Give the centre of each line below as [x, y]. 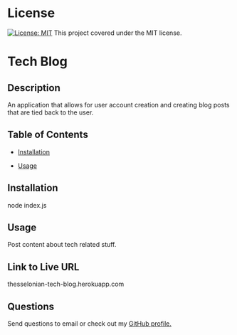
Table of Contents [48, 135]
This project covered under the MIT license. [118, 33]
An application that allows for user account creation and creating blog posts [118, 105]
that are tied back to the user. [51, 112]
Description [34, 88]
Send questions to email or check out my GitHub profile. [90, 324]
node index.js [27, 205]
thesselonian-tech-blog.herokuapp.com [66, 284]
